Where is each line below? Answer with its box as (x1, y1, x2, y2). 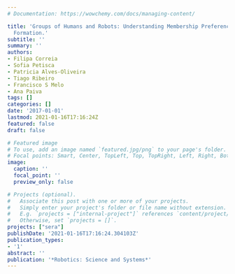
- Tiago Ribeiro (7, 75, 55, 82)
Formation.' (13, 29, 49, 36)
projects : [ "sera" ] (7, 224, 64, 231)
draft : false (7, 127, 45, 134)
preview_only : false (13, 178, 73, 185)
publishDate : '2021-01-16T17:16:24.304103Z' (7, 230, 139, 237)
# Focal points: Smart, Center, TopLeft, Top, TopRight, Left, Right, (7, 152, 218, 159)
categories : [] (7, 101, 52, 108)
